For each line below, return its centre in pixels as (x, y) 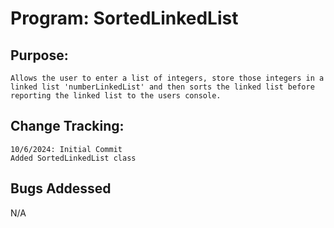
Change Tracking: (67, 126)
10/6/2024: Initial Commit (66, 149)
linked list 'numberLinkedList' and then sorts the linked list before (162, 87)
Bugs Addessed (61, 188)
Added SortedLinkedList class (73, 158)
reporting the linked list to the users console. (116, 96)
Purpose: (39, 55)
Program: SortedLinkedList (124, 18)
